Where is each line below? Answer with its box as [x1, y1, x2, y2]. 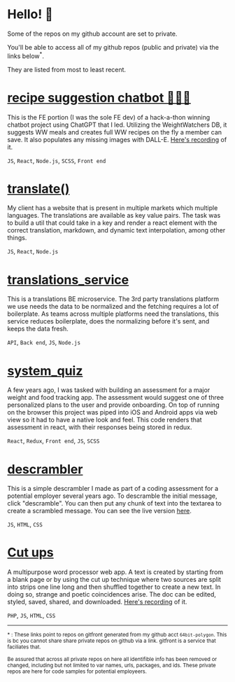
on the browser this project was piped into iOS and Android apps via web [7, 408, 218, 417]
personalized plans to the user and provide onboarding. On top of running [7, 401, 220, 409]
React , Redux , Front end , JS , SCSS [7, 437, 100, 445]
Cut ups [7, 545, 54, 561]
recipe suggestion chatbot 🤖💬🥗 [7, 90, 191, 106]
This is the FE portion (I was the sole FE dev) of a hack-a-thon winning [7, 113, 211, 121]
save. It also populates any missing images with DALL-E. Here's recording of [7, 135, 227, 144]
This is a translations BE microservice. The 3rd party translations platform [7, 295, 220, 303]
